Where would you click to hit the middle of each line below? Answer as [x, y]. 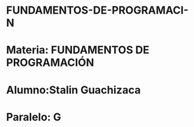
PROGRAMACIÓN [50, 63]
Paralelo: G [34, 117]
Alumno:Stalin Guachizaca [73, 90]
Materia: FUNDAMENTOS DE [78, 50]
